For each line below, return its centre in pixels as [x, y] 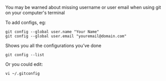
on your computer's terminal [35, 13]
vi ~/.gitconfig [22, 73]
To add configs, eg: [26, 23]
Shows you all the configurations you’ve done [53, 46]
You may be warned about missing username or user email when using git [83, 7]
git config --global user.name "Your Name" [52, 32]
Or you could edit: [24, 64]
